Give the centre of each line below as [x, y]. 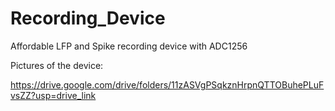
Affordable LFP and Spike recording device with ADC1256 [129, 46]
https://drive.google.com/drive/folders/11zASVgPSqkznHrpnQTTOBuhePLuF [167, 84]
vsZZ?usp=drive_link [53, 95]
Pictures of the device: [57, 65]
